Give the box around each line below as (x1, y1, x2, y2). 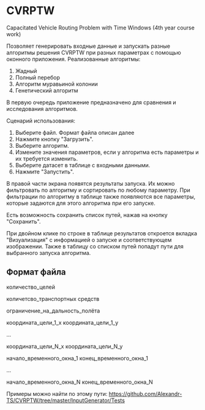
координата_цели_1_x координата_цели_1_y (6, 319, 119, 326)
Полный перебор (15, 74, 60, 81)
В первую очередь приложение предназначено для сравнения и (6, 99, 176, 106)
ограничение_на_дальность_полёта (6, 307, 100, 314)
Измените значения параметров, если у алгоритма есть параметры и (15, 148, 199, 156)
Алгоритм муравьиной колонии (15, 80, 98, 88)
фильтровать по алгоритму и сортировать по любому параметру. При (6, 186, 191, 194)
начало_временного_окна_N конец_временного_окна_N (6, 378, 153, 385)
